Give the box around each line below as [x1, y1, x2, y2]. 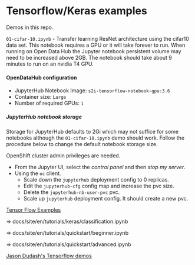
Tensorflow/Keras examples [6, 4, 147, 18]
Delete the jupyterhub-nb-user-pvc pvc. [23, 189, 120, 196]
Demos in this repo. [6, 24, 54, 31]
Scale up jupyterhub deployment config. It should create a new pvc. [23, 195, 189, 202]
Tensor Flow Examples [6, 206, 61, 214]
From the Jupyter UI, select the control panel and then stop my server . [14, 164, 186, 171]
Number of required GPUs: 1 [14, 99, 84, 107]
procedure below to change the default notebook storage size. [6, 141, 158, 148]
